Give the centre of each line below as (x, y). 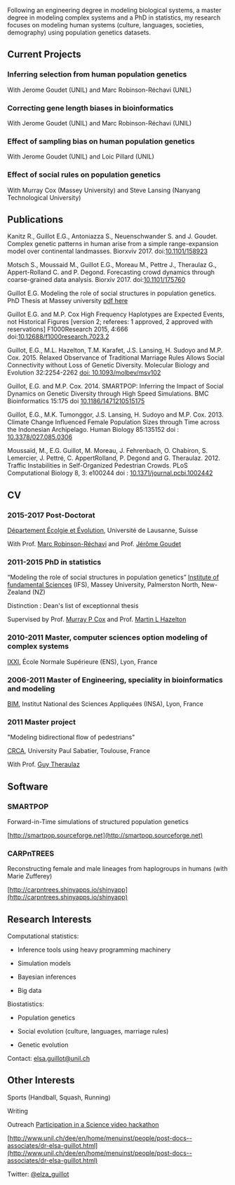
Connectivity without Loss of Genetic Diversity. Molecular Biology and (108, 365)
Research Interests (49, 919)
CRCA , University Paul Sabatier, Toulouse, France (79, 751)
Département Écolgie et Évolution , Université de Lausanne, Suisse (103, 530)
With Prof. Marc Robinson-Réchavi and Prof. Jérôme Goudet (94, 544)
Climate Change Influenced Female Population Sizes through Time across (114, 422)
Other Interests (41, 1080)
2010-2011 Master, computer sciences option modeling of (108, 637)
